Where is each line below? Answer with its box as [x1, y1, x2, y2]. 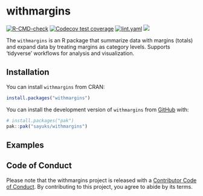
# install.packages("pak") [6, 117, 74, 123]
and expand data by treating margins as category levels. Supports [6, 43, 170, 50]
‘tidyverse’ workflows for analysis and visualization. [6, 50, 135, 57]
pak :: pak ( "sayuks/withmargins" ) [6, 123, 88, 129]
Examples [6, 140, 44, 150]
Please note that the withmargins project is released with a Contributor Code [6, 177, 197, 184]
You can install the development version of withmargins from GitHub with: [6, 106, 189, 113]
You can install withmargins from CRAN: [6, 83, 105, 90]
